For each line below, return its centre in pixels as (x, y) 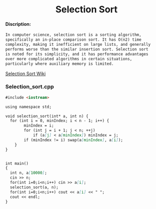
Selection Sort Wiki (25, 74)
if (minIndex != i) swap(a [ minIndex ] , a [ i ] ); (74, 140)
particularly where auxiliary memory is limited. (60, 64)
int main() (17, 163)
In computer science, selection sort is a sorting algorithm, (73, 35)
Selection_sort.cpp (30, 87)
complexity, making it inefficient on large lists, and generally (78, 45)
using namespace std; (29, 107)
